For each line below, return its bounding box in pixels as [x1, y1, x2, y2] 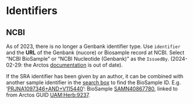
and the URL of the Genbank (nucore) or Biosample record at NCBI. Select [6, 49, 185, 56]
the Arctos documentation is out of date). [23, 61, 123, 68]
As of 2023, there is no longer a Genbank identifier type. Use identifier [6, 43, 181, 50]
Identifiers [6, 4, 58, 18]
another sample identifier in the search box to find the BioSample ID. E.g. [6, 79, 181, 86]
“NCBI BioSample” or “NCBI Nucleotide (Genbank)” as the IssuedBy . [6, 56, 170, 62]
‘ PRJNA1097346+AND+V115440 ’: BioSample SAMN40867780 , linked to [6, 85, 178, 92]
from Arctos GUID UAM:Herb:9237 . [6, 92, 91, 98]
